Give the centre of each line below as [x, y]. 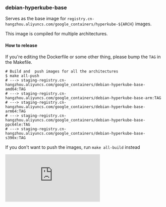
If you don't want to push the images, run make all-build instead [73, 147]
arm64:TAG [16, 111]
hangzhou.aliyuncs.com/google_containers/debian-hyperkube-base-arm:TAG [83, 98]
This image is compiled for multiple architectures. [57, 34]
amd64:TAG [16, 89]
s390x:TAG [16, 138]
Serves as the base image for [36, 19]
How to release [21, 45]
